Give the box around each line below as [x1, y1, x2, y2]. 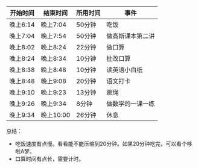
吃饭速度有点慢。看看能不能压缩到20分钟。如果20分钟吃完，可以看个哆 [14, 140, 193, 147]
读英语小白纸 [106, 66, 143, 74]
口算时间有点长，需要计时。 [14, 155, 85, 162]
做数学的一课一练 [106, 99, 155, 108]
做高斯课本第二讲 [106, 32, 155, 40]
